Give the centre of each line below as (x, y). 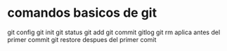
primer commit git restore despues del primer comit (82, 39)
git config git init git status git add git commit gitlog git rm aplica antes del (114, 32)
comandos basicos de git (82, 13)
